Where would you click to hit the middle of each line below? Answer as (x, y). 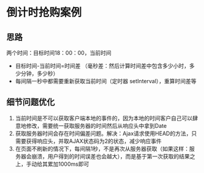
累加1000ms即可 (68, 164)
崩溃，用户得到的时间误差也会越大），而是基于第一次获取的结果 (111, 156)
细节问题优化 (31, 102)
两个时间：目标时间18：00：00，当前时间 (59, 53)
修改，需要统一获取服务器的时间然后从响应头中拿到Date (96, 125)
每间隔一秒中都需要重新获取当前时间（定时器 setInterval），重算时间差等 (106, 81)
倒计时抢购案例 (44, 13)
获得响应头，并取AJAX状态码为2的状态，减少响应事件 (94, 141)
